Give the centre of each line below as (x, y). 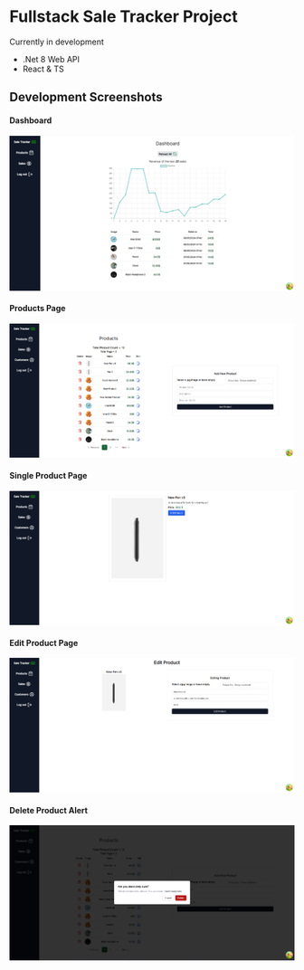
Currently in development (57, 42)
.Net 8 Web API (51, 59)
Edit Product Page (44, 642)
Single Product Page (48, 475)
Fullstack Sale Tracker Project (123, 17)
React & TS (43, 69)
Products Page (38, 309)
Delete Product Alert (49, 810)
